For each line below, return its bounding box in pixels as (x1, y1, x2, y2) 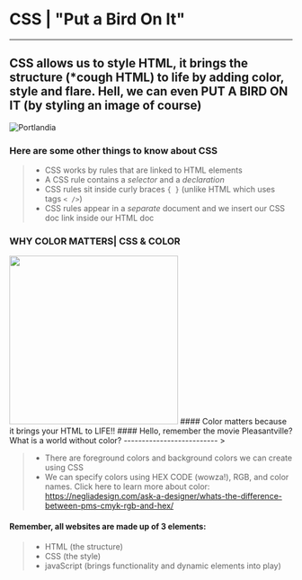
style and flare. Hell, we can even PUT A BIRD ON (9, 84, 289, 99)
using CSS (44, 462, 84, 473)
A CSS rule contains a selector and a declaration (44, 174, 225, 185)
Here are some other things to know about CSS (9, 144, 218, 156)
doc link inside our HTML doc (44, 212, 155, 224)
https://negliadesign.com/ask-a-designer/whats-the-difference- (44, 491, 283, 502)
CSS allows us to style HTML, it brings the (9, 56, 249, 71)
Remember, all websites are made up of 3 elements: (9, 521, 207, 531)
